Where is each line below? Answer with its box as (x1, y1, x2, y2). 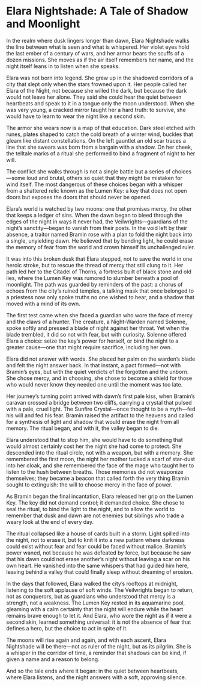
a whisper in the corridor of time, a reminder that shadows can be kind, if (6, 649, 187, 656)
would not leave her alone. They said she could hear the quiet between (6, 93, 182, 101)
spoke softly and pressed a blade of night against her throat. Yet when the (6, 324, 190, 332)
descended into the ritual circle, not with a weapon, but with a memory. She (6, 449, 193, 456)
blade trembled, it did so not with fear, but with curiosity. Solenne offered (6, 331, 187, 338)
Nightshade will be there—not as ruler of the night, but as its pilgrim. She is (6, 642, 191, 650)
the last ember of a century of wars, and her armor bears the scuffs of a (6, 49, 184, 57)
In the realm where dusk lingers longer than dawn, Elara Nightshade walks (6, 37, 190, 44)
